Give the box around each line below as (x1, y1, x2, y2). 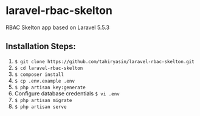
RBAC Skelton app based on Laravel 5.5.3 (5, 24, 110, 31)
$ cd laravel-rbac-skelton (14, 65, 83, 71)
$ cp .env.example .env (14, 78, 75, 84)
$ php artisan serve (14, 104, 67, 110)
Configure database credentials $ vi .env (14, 89, 120, 97)
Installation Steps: (5, 41, 77, 52)
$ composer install (14, 71, 64, 78)
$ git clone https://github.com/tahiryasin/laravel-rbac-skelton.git (14, 58, 195, 64)
